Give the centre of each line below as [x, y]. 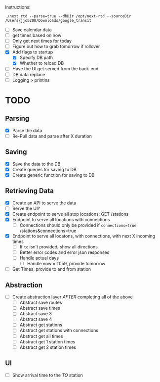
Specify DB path [36, 58]
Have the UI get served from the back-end [55, 69]
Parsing [17, 119]
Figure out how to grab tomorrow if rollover [56, 47]
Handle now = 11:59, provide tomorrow [66, 264]
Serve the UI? [26, 208]
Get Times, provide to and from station [52, 269]
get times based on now [37, 35]
